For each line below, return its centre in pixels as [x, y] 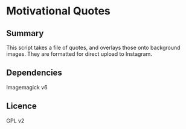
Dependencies [34, 73]
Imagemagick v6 [27, 87]
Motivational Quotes [58, 11]
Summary [25, 33]
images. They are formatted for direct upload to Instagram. [79, 54]
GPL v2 [15, 121]
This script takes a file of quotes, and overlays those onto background [93, 47]
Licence [22, 106]
